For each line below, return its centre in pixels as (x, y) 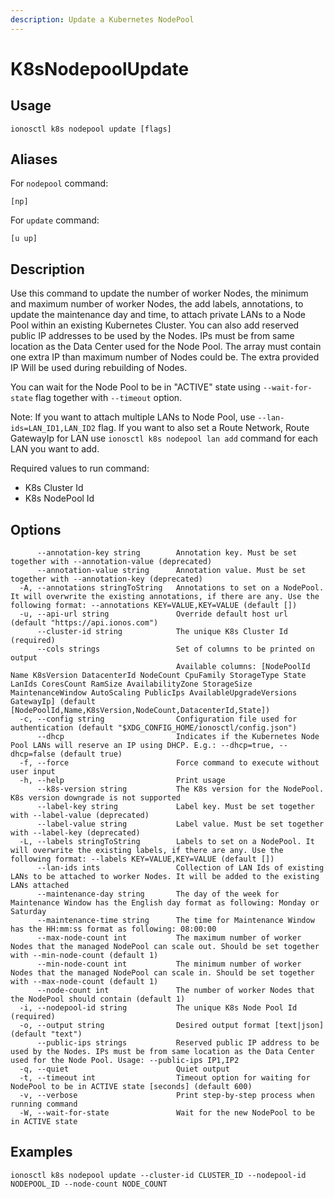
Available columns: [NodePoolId (243, 667)
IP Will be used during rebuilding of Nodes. (99, 368)
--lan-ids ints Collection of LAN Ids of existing (180, 868)
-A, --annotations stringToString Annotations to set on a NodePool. (172, 588)
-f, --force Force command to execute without (169, 763)
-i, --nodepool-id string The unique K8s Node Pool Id (158, 1008)
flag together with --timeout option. (108, 398)
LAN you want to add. (55, 449)
